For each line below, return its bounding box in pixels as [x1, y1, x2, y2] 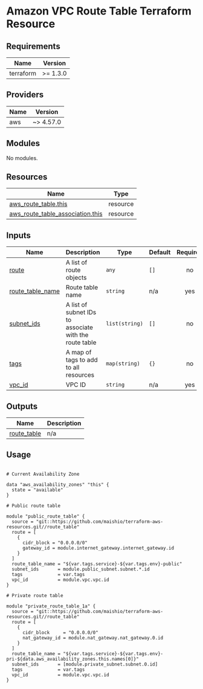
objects [65, 274, 87, 282]
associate [65, 323, 94, 332]
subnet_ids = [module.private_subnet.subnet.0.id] [11, 661, 158, 667]
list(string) [105, 320, 144, 327]
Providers [6, 89, 44, 100]
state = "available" [11, 487, 63, 493]
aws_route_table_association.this [9, 210, 103, 218]
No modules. [6, 154, 38, 161]
